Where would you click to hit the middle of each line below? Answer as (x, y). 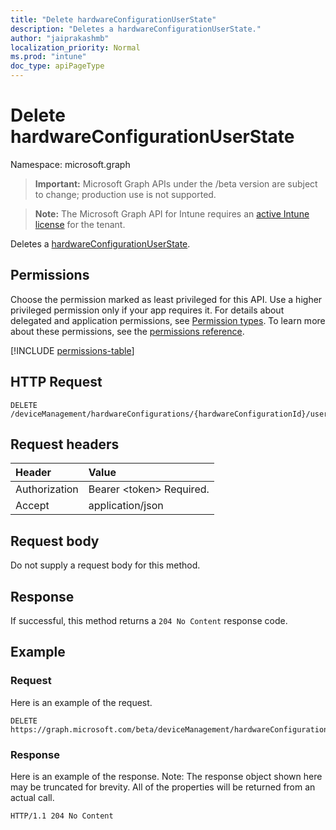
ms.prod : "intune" (48, 57)
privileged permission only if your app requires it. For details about (147, 310)
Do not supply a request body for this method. (105, 565)
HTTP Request (56, 382)
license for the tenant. (80, 224)
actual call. (32, 797)
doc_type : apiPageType (57, 66)
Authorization (47, 489)
